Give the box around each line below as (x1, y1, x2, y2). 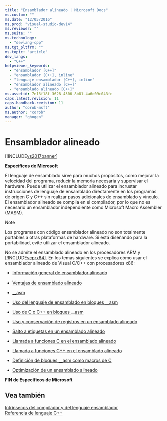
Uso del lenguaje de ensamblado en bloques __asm (12, 299, 118, 305)
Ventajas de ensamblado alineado (12, 279, 82, 286)
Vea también (5, 391, 45, 400)
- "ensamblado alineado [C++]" (9, 86, 75, 92)
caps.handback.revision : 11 (5, 101, 64, 106)
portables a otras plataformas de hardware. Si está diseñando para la (5, 234, 148, 240)
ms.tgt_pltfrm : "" (5, 45, 43, 50)
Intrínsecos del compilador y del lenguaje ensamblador (5, 404, 118, 410)
